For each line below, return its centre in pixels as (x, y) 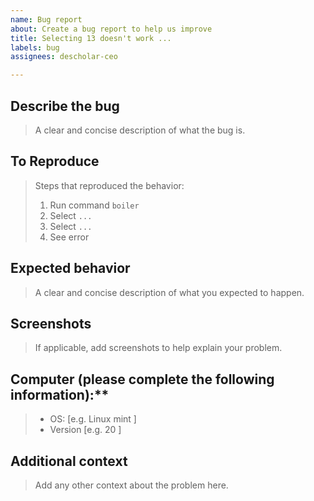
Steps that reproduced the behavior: (109, 185)
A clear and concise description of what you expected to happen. (169, 292)
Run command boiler (94, 205)
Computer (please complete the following (142, 379)
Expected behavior (70, 268)
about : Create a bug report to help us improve (111, 29)
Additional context (69, 461)
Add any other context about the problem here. (131, 485)
